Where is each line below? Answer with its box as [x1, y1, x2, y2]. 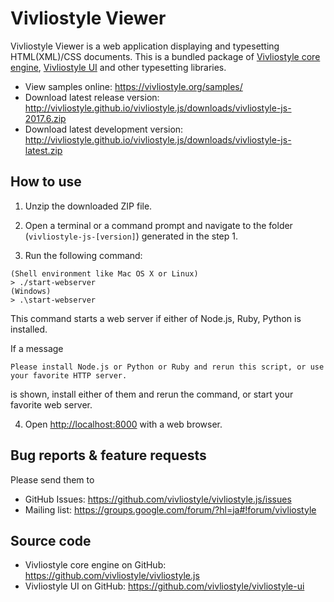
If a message [10, 342, 64, 354]
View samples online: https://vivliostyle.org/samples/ [24, 80, 243, 92]
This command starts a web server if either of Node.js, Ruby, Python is [10, 312, 302, 324]
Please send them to [10, 473, 95, 486]
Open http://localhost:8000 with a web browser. [24, 418, 223, 430]
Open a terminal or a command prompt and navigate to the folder [24, 219, 293, 231]
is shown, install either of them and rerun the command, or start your [10, 388, 294, 400]
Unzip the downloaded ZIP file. [24, 200, 153, 212]
